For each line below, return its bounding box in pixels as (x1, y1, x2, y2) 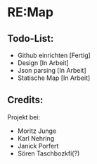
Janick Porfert (17, 141, 59, 150)
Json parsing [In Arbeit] (17, 66, 86, 74)
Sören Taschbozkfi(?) (17, 149, 80, 158)
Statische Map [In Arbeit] (17, 74, 91, 82)
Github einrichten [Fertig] (17, 51, 91, 59)
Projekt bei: (7, 112, 41, 121)
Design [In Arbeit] (17, 59, 69, 67)
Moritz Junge (17, 127, 57, 135)
